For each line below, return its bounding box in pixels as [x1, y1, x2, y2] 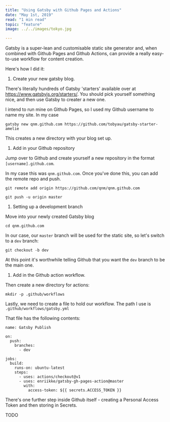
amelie [5, 126, 19, 131]
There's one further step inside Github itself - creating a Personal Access [5, 397, 159, 403]
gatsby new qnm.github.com [5, 122, 63, 127]
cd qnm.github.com [5, 224, 44, 229]
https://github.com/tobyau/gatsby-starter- [64, 122, 158, 127]
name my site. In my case [5, 112, 59, 118]
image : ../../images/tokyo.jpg [5, 27, 72, 32]
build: [10, 361, 24, 366]
